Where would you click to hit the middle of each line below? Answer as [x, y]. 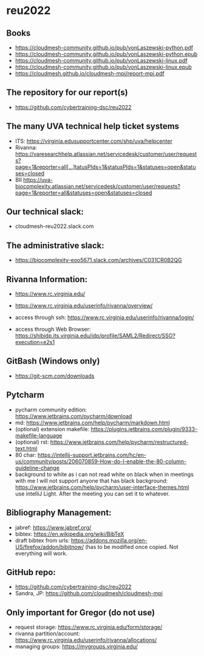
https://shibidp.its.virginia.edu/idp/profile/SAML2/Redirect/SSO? [95, 336]
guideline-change [37, 468]
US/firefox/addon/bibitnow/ [49, 547]
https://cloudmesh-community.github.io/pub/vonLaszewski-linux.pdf [101, 60]
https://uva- [38, 179]
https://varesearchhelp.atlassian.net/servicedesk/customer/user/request [106, 154]
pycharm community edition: [51, 409]
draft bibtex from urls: [42, 540]
